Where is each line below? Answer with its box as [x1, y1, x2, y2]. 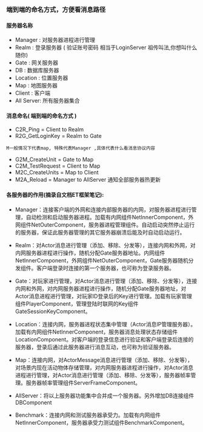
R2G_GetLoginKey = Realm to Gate [15, 132, 102, 140]
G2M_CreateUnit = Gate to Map [15, 156, 94, 163]
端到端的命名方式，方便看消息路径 [6, 5, 106, 13]
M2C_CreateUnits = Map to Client [15, 169, 99, 176]
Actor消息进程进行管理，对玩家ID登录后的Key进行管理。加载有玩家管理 [15, 292, 193, 300]
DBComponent [15, 399, 53, 406]
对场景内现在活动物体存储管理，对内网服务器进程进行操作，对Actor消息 [15, 363, 194, 371]
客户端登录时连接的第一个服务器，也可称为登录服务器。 [36, 264, 175, 272]
